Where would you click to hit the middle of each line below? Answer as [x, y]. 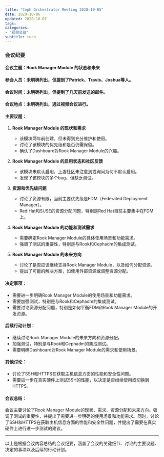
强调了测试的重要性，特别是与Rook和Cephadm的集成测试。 [79, 244]
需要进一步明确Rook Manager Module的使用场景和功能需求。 [73, 295]
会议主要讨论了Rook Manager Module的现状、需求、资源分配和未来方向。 [79, 410]
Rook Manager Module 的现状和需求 [49, 128]
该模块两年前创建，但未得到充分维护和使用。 [64, 138]
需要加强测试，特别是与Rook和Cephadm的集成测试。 [66, 301]
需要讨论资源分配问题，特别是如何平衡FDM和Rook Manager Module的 [82, 307]
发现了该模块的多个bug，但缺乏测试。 [58, 178]
